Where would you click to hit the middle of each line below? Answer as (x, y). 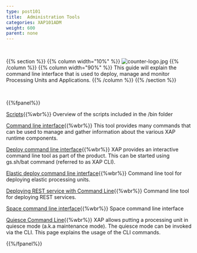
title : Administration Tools (43, 17)
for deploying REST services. (41, 197)
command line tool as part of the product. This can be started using (88, 156)
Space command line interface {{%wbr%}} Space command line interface (95, 208)
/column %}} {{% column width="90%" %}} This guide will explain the (91, 68)
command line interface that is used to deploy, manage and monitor (88, 74)
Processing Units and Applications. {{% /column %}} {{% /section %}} (91, 80)
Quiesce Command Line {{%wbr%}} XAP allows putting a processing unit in (97, 220)
